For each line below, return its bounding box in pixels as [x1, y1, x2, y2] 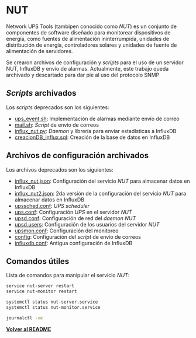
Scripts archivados [6, 88, 77, 98]
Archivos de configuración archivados [6, 151, 149, 161]
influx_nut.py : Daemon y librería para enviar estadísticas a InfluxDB [14, 127, 177, 134]
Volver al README [6, 325, 51, 333]
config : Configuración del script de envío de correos [14, 233, 142, 240]
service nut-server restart [6, 283, 75, 289]
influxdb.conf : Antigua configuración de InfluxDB [14, 239, 133, 246]
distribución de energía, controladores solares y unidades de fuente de [6, 41, 177, 48]
